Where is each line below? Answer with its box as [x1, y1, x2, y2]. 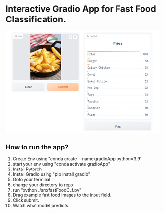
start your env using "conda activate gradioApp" [12, 161, 111, 167]
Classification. [5, 14, 67, 25]
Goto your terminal [12, 177, 51, 182]
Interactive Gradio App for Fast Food [5, 3, 156, 15]
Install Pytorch [12, 166, 42, 172]
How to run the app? [5, 143, 69, 151]
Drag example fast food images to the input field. [12, 192, 112, 198]
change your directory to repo [12, 182, 73, 188]
